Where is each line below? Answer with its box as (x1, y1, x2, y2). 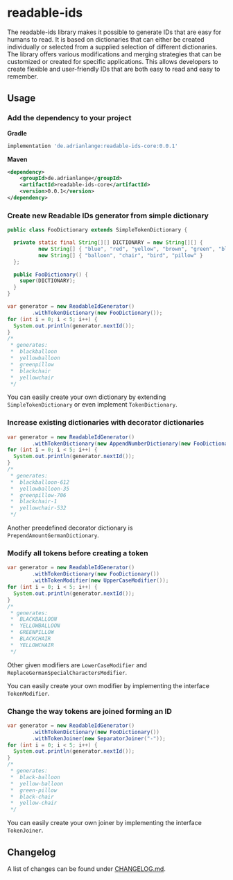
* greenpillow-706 (10, 491, 67, 498)
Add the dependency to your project (7, 113, 132, 123)
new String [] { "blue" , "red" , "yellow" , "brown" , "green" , (37, 245, 216, 252)
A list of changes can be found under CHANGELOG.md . (7, 865, 166, 873)
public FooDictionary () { (13, 271, 89, 278)
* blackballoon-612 (10, 478, 70, 486)
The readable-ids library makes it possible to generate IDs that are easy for (7, 28, 222, 36)
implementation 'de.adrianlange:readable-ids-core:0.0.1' (7, 142, 178, 149)
